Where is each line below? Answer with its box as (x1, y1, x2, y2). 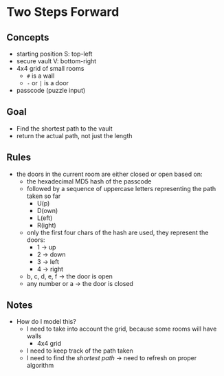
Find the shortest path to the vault (16, 124, 113, 133)
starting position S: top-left (16, 49, 93, 58)
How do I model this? (16, 318, 76, 326)
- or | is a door (26, 79, 69, 87)
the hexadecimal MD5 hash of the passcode (26, 177, 152, 186)
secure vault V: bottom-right (16, 57, 97, 65)
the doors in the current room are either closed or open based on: (16, 170, 203, 178)
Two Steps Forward (6, 4, 120, 20)
